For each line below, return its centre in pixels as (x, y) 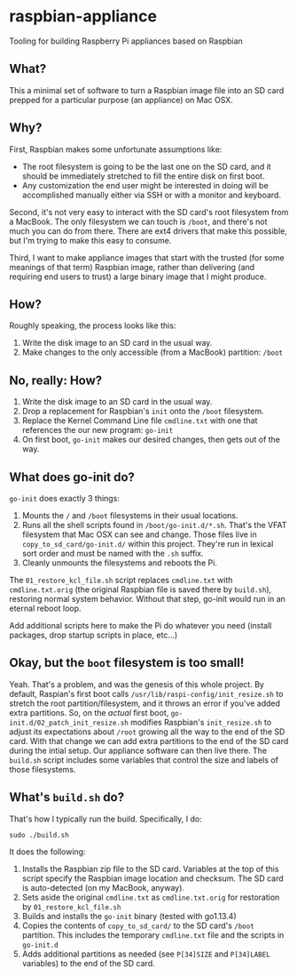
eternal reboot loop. (45, 608)
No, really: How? (56, 380)
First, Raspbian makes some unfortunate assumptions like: (116, 149)
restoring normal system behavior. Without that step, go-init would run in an (148, 599)
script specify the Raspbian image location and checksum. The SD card (152, 878)
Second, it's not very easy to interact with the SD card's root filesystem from (149, 212)
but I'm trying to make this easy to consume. (90, 240)
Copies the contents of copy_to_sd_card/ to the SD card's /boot (138, 925)
